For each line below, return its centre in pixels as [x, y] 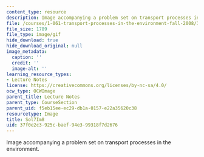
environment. [23, 149]
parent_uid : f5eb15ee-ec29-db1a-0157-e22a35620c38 [72, 108]
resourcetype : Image [32, 114]
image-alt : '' [29, 68]
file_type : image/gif [34, 35]
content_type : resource [36, 12]
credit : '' [25, 63]
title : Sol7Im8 [25, 119]
